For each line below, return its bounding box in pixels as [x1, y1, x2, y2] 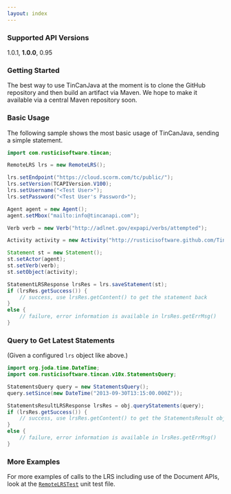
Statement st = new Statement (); [7, 249, 103, 257]
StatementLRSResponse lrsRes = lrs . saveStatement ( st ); [7, 281, 168, 288]
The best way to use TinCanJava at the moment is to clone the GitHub [7, 81, 206, 89]
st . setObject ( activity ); [7, 268, 78, 275]
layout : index [7, 10, 48, 17]
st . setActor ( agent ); [7, 256, 67, 263]
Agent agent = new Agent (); [7, 206, 88, 213]
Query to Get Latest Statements [7, 335, 115, 345]
